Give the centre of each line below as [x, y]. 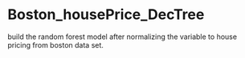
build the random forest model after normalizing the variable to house [122, 37]
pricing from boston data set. [55, 44]
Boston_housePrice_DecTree [106, 15]
